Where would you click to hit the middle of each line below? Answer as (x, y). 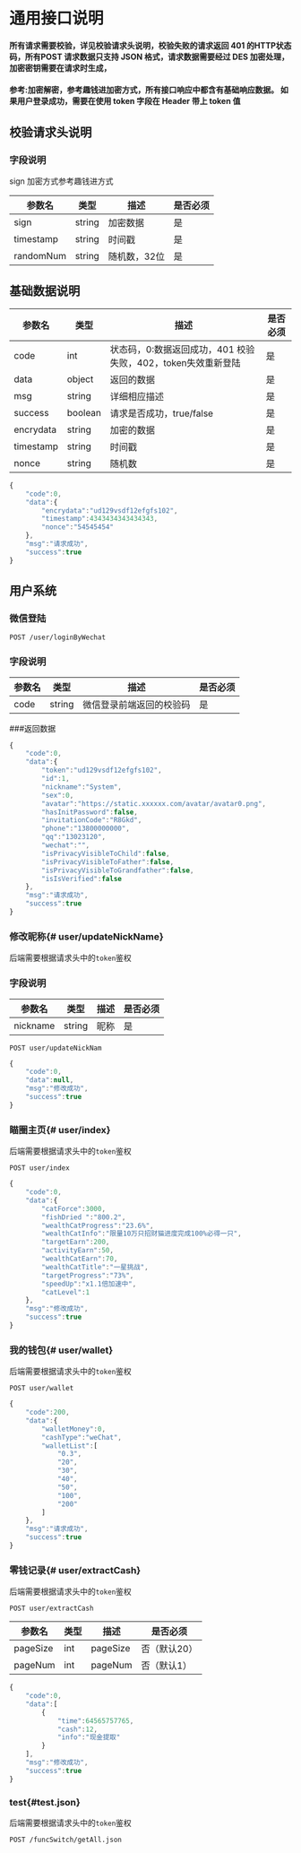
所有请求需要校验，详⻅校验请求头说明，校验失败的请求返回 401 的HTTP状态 (150, 45)
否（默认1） (167, 1666)
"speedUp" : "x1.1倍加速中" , (89, 1284)
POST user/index (39, 1168)
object (80, 379)
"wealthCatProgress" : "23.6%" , (98, 1225)
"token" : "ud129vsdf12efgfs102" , (102, 771)
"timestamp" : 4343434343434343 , (100, 519)
